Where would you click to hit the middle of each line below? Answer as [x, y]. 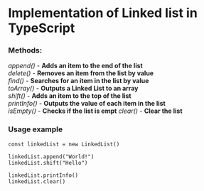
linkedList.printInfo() [43, 175]
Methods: [25, 50]
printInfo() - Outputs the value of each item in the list [87, 104]
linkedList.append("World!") [51, 157]
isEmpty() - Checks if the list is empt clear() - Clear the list [96, 111]
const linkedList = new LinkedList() [64, 144]
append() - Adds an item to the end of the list [75, 66]
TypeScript [42, 28]
